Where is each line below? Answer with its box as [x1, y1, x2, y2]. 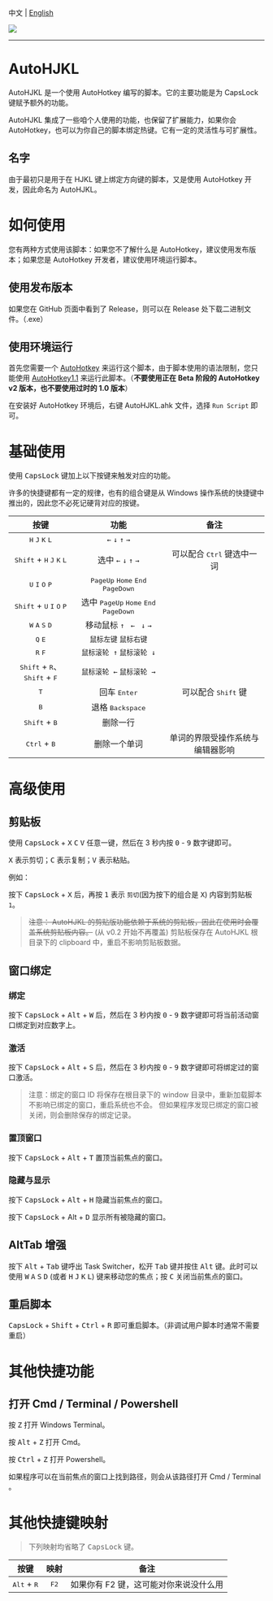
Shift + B [24, 717, 58, 728]
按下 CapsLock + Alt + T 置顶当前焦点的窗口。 [8, 1152, 167, 1162]
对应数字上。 [36, 1020, 80, 1030]
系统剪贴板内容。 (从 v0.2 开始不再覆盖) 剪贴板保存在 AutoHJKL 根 [35, 927, 258, 937]
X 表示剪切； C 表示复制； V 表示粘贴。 [8, 855, 135, 865]
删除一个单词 [93, 739, 144, 750]
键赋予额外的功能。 [8, 98, 73, 107]
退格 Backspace [91, 702, 146, 714]
